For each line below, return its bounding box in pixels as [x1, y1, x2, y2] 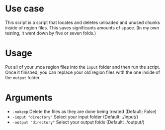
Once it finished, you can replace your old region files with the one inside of [5, 69, 161, 75]
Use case [5, 3, 44, 14]
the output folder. [5, 74, 41, 80]
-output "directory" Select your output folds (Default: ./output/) [12, 119, 145, 125]
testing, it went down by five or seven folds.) [5, 30, 96, 36]
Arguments [5, 92, 53, 104]
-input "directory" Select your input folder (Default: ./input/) [12, 114, 138, 120]
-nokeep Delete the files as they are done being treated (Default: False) [12, 108, 157, 115]
